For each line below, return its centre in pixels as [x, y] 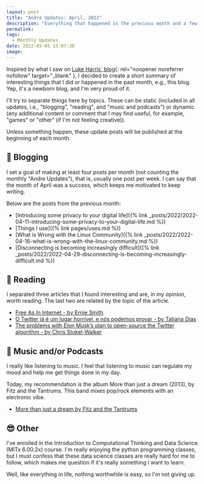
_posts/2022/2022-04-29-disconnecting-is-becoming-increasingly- [101, 254]
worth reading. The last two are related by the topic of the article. [88, 301]
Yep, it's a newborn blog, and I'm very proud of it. [69, 88]
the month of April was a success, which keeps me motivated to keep [93, 185]
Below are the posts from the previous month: [64, 203]
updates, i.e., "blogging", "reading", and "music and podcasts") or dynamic [100, 107]
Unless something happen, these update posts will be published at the [94, 131]
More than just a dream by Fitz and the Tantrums [76, 409]
